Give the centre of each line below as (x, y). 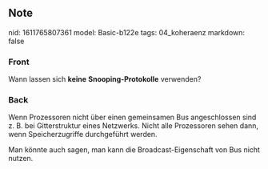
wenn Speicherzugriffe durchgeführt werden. (83, 135)
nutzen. (21, 159)
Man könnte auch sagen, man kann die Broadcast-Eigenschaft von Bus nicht (134, 150)
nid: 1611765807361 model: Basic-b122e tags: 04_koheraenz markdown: (127, 32)
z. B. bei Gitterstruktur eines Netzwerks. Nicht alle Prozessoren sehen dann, (133, 126)
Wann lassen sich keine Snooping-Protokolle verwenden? (105, 79)
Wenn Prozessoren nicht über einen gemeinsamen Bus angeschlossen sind (132, 117)
